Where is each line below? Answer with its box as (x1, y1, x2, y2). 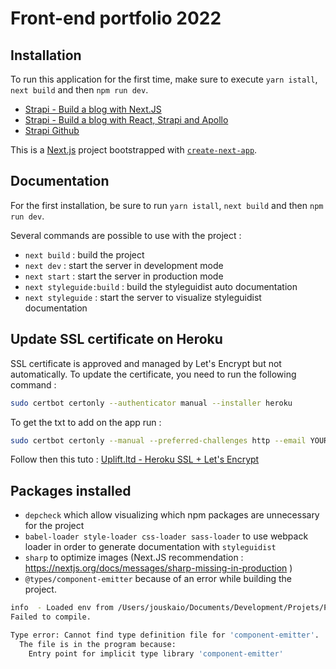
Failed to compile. (10, 612, 92, 622)
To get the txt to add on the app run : (10, 416, 162, 428)
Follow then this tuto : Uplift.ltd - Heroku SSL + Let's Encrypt (10, 453, 260, 466)
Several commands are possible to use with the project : (10, 229, 242, 241)
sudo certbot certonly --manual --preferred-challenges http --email (10, 435, 307, 446)
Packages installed (10, 482, 132, 499)
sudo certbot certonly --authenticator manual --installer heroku (10, 398, 293, 408)
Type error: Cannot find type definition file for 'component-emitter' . (10, 630, 320, 640)
